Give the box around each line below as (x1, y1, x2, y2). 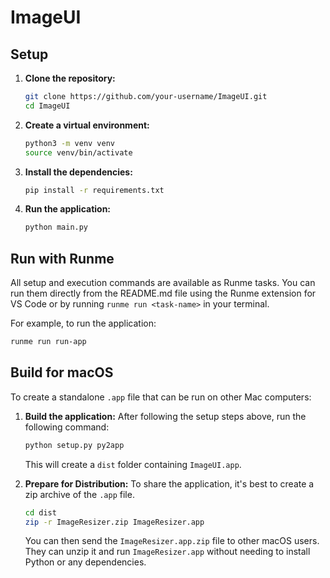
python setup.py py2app (24, 440, 125, 450)
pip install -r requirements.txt (24, 185, 165, 195)
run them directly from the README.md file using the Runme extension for (10, 287, 317, 300)
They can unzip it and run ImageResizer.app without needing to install (24, 546, 311, 558)
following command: (24, 421, 110, 433)
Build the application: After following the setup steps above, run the (24, 410, 307, 422)
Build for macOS (10, 364, 114, 381)
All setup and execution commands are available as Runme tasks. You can (10, 277, 316, 289)
